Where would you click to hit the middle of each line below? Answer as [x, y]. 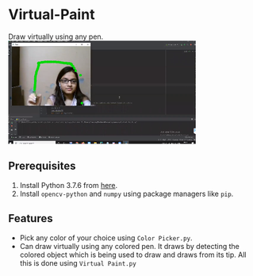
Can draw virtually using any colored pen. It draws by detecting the [129, 246]
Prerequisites [42, 166]
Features [31, 218]
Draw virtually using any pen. [56, 36]
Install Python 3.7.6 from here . [69, 185]
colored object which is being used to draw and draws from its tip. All [133, 255]
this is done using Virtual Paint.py [78, 263]
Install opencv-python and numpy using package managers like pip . [126, 194]
